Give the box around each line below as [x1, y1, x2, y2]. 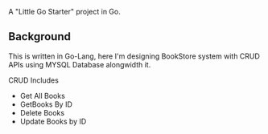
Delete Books [19, 108, 65, 117]
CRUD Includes [8, 75, 59, 85]
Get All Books [19, 91, 66, 100]
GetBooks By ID [19, 99, 72, 109]
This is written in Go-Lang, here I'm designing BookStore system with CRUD [8, 51, 260, 61]
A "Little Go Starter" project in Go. [8, 7, 121, 16]
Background [8, 30, 71, 43]
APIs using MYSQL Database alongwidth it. [8, 59, 151, 69]
